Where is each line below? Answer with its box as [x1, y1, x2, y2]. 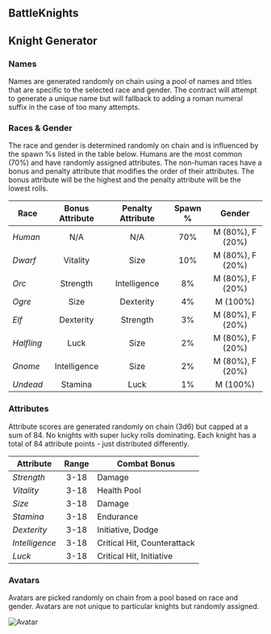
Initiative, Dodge [96, 524, 159, 535]
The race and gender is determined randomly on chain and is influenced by [8, 141, 259, 150]
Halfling [12, 338, 43, 349]
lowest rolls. [8, 183, 48, 193]
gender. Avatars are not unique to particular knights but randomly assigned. [8, 601, 260, 611]
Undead [12, 379, 43, 390]
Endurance [96, 510, 139, 522]
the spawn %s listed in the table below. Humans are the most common [8, 149, 243, 159]
